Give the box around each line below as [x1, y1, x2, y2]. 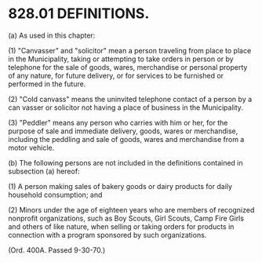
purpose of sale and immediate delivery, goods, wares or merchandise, [8, 126, 238, 136]
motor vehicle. [8, 143, 55, 152]
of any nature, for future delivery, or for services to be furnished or [8, 71, 224, 80]
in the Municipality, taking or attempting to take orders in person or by [8, 54, 234, 64]
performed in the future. [8, 79, 86, 89]
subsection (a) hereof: [8, 166, 80, 176]
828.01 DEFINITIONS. [8, 5, 150, 23]
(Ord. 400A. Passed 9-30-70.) [8, 245, 106, 255]
